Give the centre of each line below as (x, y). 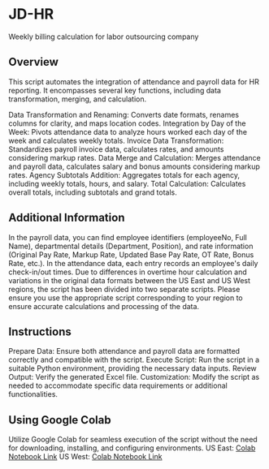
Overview (34, 62)
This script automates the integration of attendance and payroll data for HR (134, 81)
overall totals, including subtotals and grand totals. (93, 192)
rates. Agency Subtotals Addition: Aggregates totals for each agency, (124, 174)
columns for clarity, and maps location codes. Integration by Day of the (127, 123)
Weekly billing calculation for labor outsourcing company (104, 37)
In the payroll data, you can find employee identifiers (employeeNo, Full (128, 237)
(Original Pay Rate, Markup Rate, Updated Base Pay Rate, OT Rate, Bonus (131, 254)
